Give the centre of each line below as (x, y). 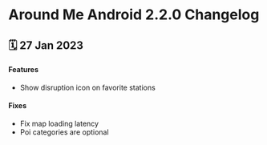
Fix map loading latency (59, 123)
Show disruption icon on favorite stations (88, 87)
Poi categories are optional (65, 132)
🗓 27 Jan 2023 (46, 45)
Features (23, 70)
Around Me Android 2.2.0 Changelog (134, 15)
